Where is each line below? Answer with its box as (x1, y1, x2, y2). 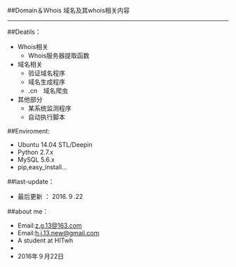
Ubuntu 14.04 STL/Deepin (17, 141, 93, 149)
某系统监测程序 (27, 104, 72, 112)
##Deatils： (7, 27, 41, 36)
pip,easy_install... (17, 163, 67, 171)
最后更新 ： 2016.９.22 (17, 193, 84, 200)
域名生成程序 (27, 78, 65, 86)
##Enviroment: (7, 127, 51, 135)
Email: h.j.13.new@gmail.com (17, 229, 100, 237)
